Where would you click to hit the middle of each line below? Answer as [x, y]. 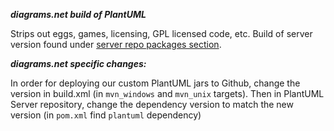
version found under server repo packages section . [116, 44]
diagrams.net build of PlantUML [78, 14]
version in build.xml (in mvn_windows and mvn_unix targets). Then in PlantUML [167, 93]
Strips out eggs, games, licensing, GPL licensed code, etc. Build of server [161, 33]
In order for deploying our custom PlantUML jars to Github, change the [155, 83]
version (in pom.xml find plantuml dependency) [106, 115]
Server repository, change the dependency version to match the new [152, 104]
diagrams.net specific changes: [78, 63]
